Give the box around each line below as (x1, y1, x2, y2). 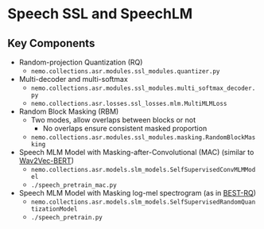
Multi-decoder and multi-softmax (18, 75, 128, 83)
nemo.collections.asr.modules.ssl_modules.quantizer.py (30, 68, 220, 76)
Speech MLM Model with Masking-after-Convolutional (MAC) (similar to (18, 148, 254, 157)
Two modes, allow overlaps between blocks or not (30, 115, 196, 124)
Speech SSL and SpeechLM (7, 5, 193, 23)
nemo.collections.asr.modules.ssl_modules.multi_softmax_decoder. (30, 84, 256, 92)
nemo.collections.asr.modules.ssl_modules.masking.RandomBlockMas (30, 134, 256, 142)
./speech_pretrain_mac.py (30, 181, 117, 189)
